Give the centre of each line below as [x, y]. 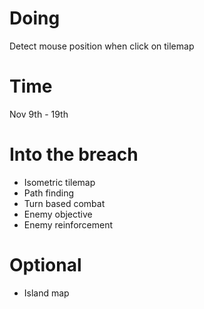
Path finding [49, 193]
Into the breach [74, 154]
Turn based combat [64, 203]
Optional [45, 265]
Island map [46, 293]
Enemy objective [58, 214]
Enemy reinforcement [68, 224]
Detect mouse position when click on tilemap [102, 46]
